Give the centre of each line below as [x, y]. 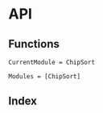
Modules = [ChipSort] [45, 77]
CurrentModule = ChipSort [51, 62]
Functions [34, 44]
